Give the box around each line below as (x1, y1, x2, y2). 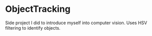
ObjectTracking (5, 3, 71, 15)
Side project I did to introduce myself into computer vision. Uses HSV (5, 20, 148, 26)
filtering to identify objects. (5, 25, 61, 31)
